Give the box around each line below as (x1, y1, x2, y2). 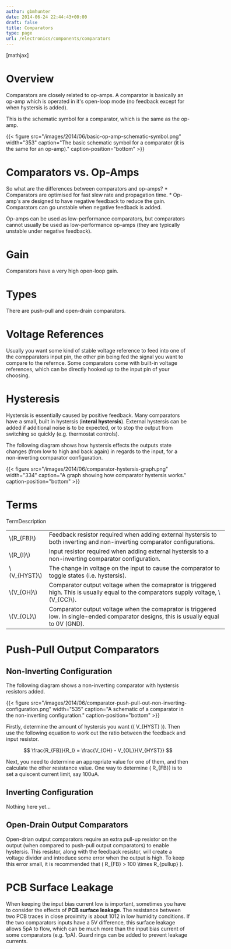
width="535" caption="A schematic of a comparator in (52, 706, 184, 713)
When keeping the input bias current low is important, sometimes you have (6, 900, 186, 907)
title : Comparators (6, 25, 54, 31)
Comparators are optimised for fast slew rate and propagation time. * (6, 191, 172, 198)
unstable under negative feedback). (6, 227, 92, 234)
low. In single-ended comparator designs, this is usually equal (48, 612, 219, 620)
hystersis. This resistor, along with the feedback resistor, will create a (6, 848, 172, 855)
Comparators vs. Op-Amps (6, 166, 139, 179)
